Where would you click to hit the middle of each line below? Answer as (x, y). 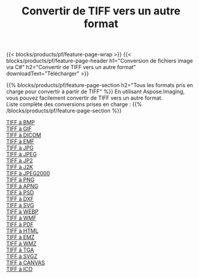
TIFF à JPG (20, 148)
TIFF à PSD (20, 193)
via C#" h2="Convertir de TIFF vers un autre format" (71, 67)
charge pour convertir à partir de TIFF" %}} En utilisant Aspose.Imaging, (96, 92)
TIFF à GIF (19, 129)
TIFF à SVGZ (22, 256)
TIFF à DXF (20, 199)
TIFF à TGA (20, 250)
